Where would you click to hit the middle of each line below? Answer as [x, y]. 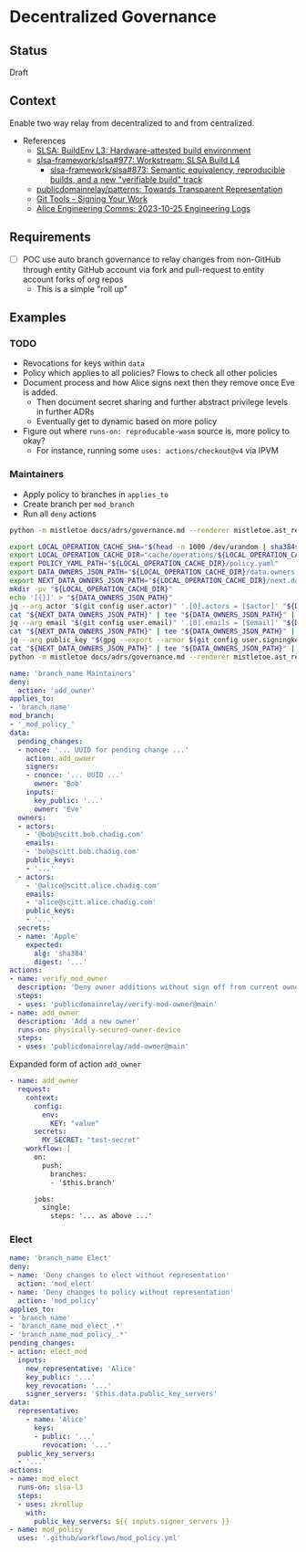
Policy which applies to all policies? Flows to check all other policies [150, 373]
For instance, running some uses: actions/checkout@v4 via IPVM [158, 451]
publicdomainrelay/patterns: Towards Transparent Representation [159, 189]
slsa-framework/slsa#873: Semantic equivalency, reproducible [167, 170]
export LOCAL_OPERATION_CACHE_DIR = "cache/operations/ [114, 555]
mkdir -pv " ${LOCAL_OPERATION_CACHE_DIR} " [91, 589]
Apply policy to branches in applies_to [95, 494]
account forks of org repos [73, 279]
